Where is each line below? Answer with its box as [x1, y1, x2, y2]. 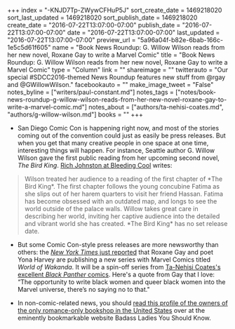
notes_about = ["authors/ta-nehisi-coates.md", [88, 103, 224, 111]
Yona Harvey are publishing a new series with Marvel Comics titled [17, 255, 211, 264]
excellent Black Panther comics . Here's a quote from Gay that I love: [17, 270, 215, 278]
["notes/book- [175, 88, 216, 96]
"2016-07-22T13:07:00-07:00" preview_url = [7, 36, 136, 44]
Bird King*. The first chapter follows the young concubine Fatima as [24, 182, 220, 190]
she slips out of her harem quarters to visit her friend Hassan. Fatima [24, 189, 223, 198]
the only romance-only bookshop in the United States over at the [17, 307, 206, 314]
